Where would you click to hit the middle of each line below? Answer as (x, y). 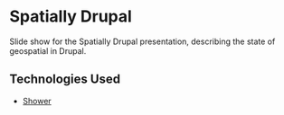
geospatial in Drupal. (48, 50)
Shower (37, 101)
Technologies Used (65, 80)
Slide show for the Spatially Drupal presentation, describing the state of (142, 41)
